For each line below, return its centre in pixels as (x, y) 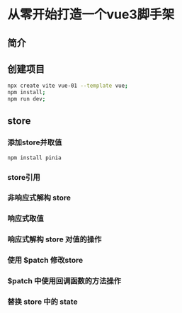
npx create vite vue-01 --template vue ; (68, 86)
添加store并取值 (35, 142)
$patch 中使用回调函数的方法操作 (64, 281)
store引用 (24, 177)
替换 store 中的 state (42, 302)
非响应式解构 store (39, 198)
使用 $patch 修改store (45, 261)
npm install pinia (34, 158)
